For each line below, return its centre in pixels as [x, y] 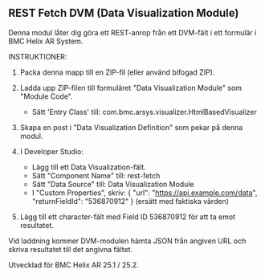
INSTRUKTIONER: [38, 56]
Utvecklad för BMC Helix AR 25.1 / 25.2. [73, 265]
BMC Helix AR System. [46, 41]
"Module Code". [47, 96]
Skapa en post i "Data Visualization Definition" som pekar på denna [131, 127]
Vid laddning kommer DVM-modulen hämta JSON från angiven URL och [127, 241]
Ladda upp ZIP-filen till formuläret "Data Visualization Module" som [131, 88]
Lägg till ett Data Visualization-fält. [89, 167]
